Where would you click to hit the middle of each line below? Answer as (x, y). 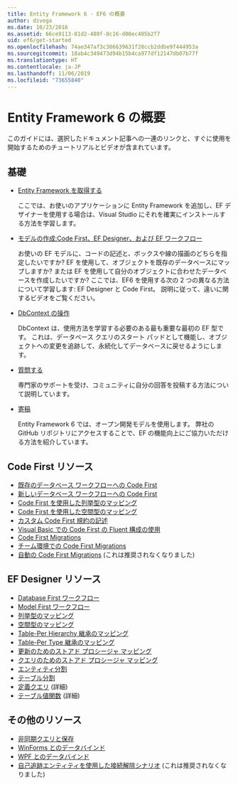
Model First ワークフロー (54, 607)
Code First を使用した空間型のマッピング (77, 511)
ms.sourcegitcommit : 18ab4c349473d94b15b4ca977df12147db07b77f (103, 54)
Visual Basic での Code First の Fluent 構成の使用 (89, 529)
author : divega (30, 21)
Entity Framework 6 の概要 (86, 117)
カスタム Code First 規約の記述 (63, 520)
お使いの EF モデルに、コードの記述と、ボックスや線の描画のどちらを (119, 254)
